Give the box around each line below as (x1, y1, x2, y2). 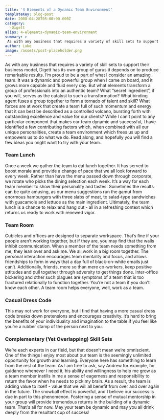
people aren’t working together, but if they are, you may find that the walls (5, 238, 154, 244)
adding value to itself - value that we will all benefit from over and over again (5, 383, 160, 389)
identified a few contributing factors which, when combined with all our (5, 124, 149, 130)
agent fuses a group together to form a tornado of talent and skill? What (5, 98, 150, 104)
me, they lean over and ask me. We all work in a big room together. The (5, 248, 149, 254)
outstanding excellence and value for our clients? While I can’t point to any (5, 113, 155, 119)
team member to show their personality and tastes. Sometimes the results (5, 183, 154, 189)
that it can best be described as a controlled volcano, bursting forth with (5, 108, 151, 114)
